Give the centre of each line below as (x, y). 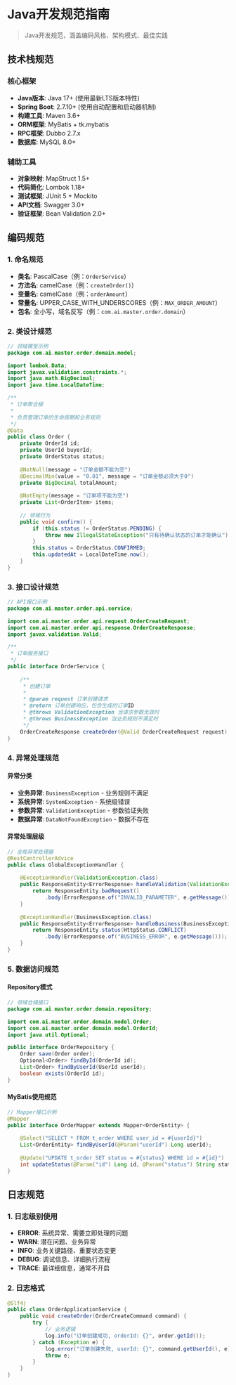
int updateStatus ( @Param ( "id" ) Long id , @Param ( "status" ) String (118, 1164)
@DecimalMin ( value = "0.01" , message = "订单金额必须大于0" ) (107, 476)
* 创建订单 (37, 686)
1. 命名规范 (25, 259)
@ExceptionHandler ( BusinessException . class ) (86, 917)
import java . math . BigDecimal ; (52, 379)
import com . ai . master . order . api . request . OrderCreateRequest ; (99, 621)
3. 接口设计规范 (33, 587)
